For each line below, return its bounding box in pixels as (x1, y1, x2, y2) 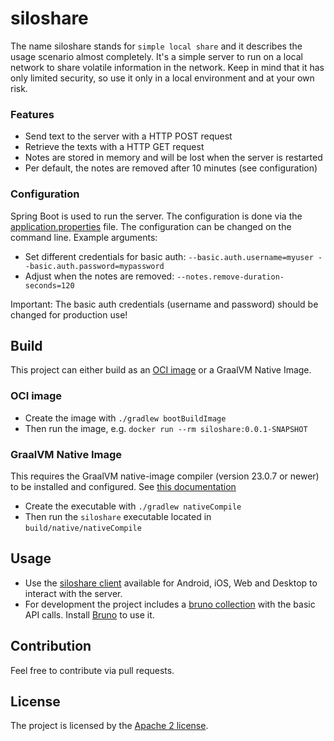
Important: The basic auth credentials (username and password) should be (10, 298, 319, 310)
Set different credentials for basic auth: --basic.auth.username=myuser (24, 250, 314, 262)
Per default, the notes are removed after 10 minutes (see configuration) (24, 162, 318, 174)
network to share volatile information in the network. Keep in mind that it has (10, 61, 325, 73)
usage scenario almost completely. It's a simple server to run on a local (10, 50, 304, 62)
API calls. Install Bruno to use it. (24, 608, 155, 621)
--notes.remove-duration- (176, 272, 285, 282)
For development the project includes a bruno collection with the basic (24, 598, 316, 610)
